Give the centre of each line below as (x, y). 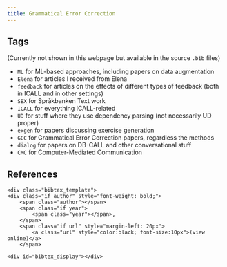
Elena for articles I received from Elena (72, 79)
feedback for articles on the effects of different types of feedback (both (118, 86)
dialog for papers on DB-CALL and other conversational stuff (104, 145)
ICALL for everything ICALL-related (66, 109)
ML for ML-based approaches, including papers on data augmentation (116, 72)
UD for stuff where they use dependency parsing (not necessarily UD (114, 116)
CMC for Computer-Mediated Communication (80, 152)
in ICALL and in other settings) (60, 93)
